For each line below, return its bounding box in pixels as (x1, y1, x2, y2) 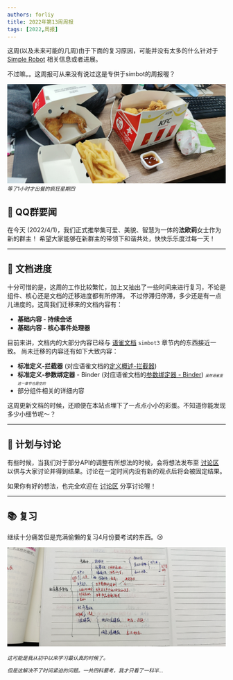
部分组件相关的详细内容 (17, 386, 85, 394)
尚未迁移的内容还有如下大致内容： (20, 347, 119, 355)
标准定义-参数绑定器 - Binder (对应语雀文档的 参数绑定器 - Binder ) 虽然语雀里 (17, 370, 223, 378)
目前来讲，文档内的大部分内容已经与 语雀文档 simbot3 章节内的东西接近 (7, 338, 210, 347)
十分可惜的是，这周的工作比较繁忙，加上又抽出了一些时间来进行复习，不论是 (7, 283, 226, 291)
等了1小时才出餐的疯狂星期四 (7, 186, 76, 193)
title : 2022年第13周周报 (7, 18, 74, 26)
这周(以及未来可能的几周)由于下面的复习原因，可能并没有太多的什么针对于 (7, 46, 218, 55)
